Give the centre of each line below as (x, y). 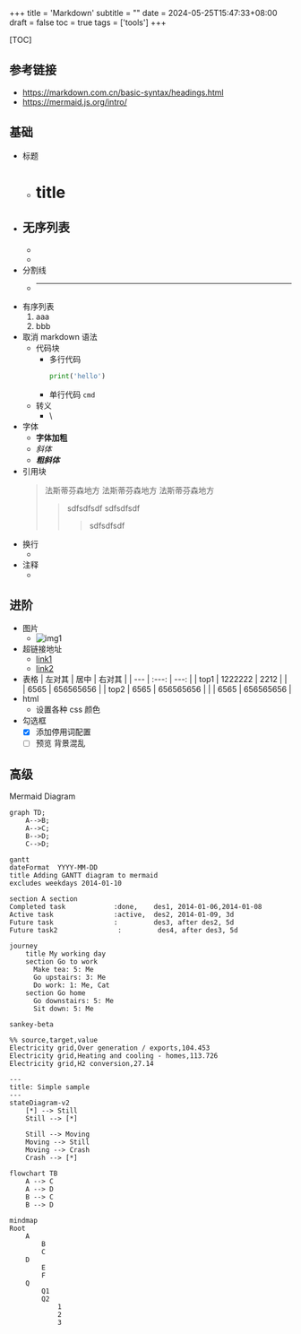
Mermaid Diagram (43, 796)
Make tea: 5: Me (63, 970)
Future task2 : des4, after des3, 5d (124, 931)
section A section (43, 899)
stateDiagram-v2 (39, 1103)
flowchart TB (34, 1174)
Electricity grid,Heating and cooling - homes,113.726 (114, 1056)
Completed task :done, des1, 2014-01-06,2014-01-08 (136, 907)
